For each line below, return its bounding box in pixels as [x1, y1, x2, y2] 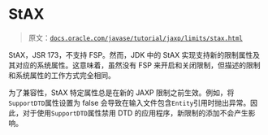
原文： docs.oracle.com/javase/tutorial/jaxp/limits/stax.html [28, 33, 244, 42]
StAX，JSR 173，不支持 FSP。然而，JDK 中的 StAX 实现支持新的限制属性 [8, 50, 253, 59]
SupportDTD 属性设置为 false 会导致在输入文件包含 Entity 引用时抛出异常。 [8, 98, 251, 107]
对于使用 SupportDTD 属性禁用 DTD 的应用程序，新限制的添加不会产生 [22, 107, 249, 118]
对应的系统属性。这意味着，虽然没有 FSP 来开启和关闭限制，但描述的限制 [15, 60, 262, 70]
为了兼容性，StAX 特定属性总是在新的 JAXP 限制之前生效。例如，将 [8, 87, 235, 98]
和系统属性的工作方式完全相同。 [8, 70, 115, 80]
